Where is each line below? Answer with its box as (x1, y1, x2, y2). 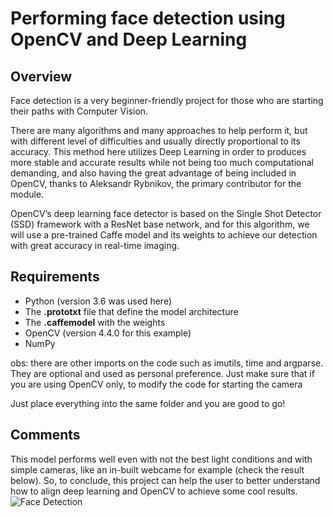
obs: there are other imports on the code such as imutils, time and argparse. (10, 357, 324, 369)
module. (10, 188, 45, 200)
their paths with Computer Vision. (10, 105, 149, 117)
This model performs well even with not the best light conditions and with (10, 453, 313, 465)
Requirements (10, 268, 100, 286)
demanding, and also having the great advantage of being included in (10, 167, 297, 179)
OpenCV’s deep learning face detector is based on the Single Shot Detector (10, 208, 322, 219)
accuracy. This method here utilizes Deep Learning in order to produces (10, 146, 307, 157)
